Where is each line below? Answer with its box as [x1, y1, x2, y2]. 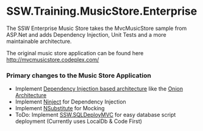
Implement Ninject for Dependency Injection [15, 98, 126, 105]
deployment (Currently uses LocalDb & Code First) [15, 118, 142, 125]
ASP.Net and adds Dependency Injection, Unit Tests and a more [6, 31, 166, 38]
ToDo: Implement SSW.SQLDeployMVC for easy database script [15, 111, 176, 119]
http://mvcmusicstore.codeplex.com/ [6, 56, 99, 63]
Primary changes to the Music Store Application [6, 71, 151, 80]
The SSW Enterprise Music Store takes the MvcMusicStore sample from [6, 24, 187, 32]
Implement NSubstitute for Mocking [15, 105, 105, 112]
